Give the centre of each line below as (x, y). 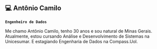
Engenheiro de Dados (26, 22)
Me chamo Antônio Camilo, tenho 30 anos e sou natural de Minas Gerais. (79, 31)
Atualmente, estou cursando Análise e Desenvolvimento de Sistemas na (78, 36)
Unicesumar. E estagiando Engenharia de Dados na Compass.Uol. (71, 41)
